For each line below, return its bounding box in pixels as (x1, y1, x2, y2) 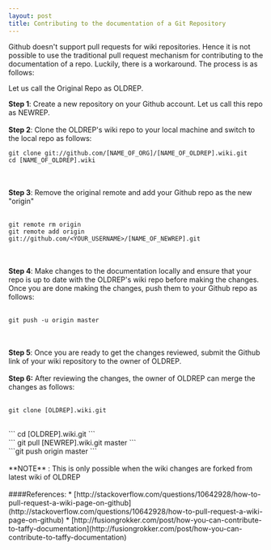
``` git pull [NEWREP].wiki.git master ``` (8, 437, 137, 447)
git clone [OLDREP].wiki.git (8, 406, 107, 414)
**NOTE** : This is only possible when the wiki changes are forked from (8, 463, 253, 473)
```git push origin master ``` (8, 446, 97, 456)
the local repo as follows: (8, 133, 92, 143)
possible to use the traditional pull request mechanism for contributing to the (8, 50, 264, 60)
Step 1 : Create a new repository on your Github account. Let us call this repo (8, 99, 263, 109)
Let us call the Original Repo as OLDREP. (8, 83, 144, 93)
